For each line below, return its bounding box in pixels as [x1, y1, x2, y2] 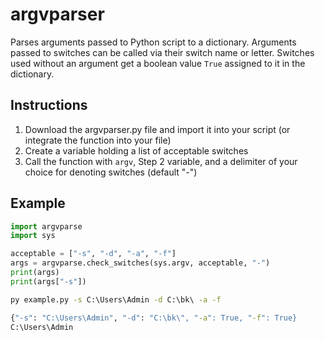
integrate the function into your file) [24, 134, 172, 146]
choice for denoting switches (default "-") [24, 166, 198, 178]
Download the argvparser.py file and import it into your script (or [24, 123, 291, 135]
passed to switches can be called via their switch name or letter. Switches [10, 46, 315, 58]
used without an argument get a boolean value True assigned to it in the [10, 57, 306, 69]
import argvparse [10, 221, 83, 232]
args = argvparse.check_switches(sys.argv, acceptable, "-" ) [10, 258, 271, 268]
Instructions [10, 97, 88, 114]
